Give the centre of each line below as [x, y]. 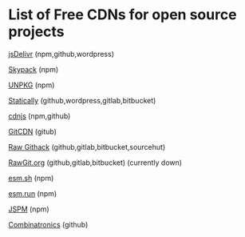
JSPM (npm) [29, 209]
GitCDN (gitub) [33, 131]
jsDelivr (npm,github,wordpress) [61, 54]
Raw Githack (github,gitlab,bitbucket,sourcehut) [87, 147]
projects [37, 32]
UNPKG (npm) [32, 85]
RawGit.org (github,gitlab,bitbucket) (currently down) [95, 163]
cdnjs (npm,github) [40, 116]
